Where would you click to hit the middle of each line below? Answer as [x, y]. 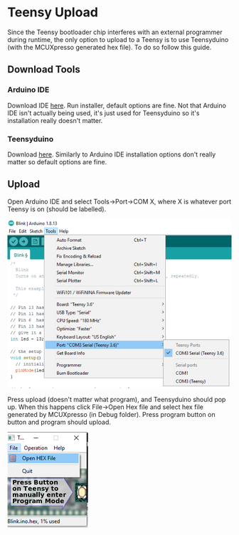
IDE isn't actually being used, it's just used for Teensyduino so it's [103, 113]
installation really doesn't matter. [55, 120]
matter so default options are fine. [57, 161]
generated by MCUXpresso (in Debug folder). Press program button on [111, 414]
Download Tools [44, 69]
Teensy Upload [53, 12]
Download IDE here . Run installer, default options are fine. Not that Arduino [117, 105]
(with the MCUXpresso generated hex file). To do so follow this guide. [110, 47]
